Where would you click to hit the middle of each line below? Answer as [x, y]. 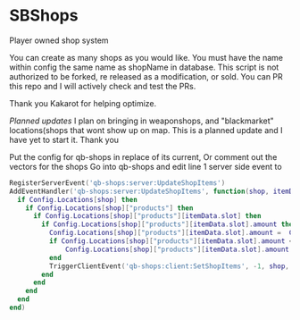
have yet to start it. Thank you [64, 139]
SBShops [44, 16]
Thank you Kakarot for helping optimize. [83, 103]
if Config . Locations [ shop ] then [78, 199]
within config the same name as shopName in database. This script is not [144, 67]
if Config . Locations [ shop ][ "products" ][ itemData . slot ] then [147, 216]
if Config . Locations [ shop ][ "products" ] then [109, 208]
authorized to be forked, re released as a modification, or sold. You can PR [146, 76]
